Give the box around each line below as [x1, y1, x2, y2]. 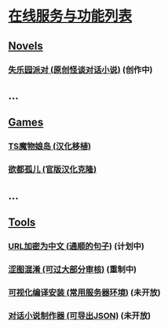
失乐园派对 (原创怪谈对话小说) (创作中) [8, 64, 153, 75]
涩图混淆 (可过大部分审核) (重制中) [8, 263, 137, 274]
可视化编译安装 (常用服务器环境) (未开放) [8, 287, 161, 298]
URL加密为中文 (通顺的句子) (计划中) [8, 240, 145, 252]
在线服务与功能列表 [8, 7, 133, 25]
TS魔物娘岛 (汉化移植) [8, 141, 92, 152]
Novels [8, 39, 43, 52]
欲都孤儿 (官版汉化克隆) [8, 164, 97, 175]
